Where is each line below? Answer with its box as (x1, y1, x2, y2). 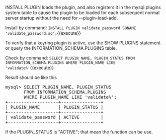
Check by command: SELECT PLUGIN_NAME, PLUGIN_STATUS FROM (5, 55, 135, 61)
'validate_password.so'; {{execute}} (5, 30, 81, 36)
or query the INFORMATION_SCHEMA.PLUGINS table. (5, 45, 117, 51)
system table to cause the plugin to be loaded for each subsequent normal (5, 10, 160, 16)
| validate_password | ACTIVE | (5, 114, 104, 120)
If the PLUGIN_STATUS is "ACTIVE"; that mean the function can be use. (5, 129, 153, 135)
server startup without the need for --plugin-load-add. (5, 15, 118, 21)
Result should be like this (5, 75, 57, 80)
